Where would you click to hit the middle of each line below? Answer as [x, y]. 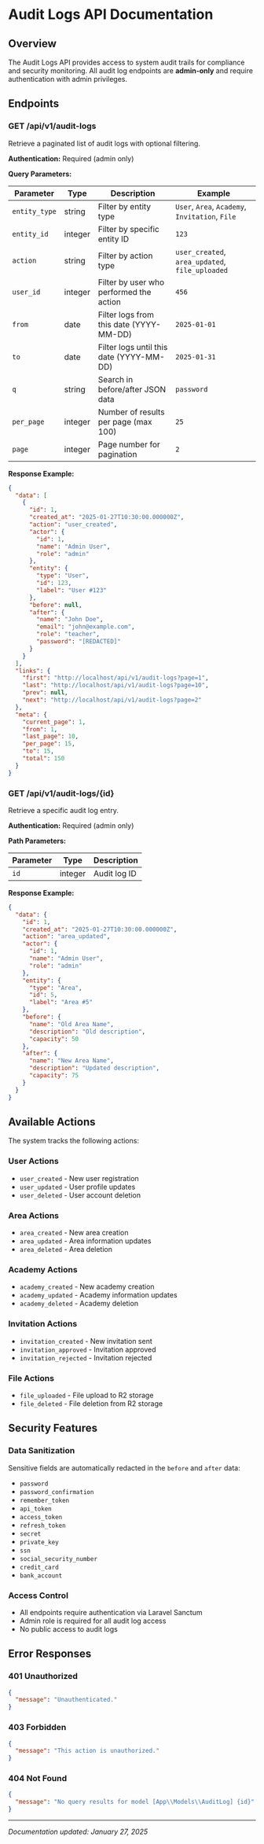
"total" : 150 [44, 759]
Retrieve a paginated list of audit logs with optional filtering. [104, 143]
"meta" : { [31, 714]
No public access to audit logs [68, 1629]
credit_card [39, 1567]
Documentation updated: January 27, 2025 [78, 1832]
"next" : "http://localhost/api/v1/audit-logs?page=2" [112, 700]
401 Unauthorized [43, 1677]
